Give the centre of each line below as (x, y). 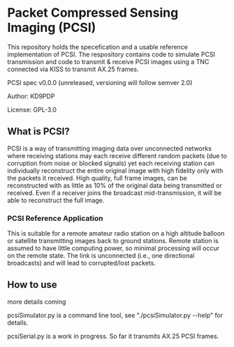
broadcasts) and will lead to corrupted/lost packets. (81, 263)
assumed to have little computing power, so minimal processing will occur (114, 248)
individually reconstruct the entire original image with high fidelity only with (115, 170)
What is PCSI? (38, 131)
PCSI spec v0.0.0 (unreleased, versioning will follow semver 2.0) (100, 82)
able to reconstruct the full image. (56, 200)
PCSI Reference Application (55, 218)
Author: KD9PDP (31, 96)
